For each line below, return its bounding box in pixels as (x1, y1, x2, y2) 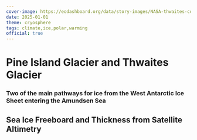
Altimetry (6, 124, 42, 134)
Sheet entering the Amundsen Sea (6, 96, 107, 105)
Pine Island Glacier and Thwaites (6, 56, 169, 69)
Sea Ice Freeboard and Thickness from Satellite (6, 115, 183, 125)
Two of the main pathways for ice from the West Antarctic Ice (6, 89, 185, 98)
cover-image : (6, 8, 38, 15)
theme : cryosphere (6, 19, 51, 25)
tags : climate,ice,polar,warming (6, 25, 88, 31)
